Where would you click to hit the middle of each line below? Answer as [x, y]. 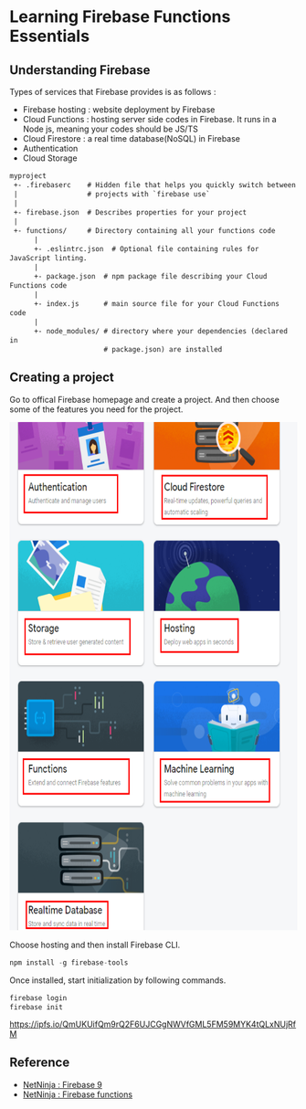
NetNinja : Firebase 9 [63, 1084]
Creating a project [62, 378]
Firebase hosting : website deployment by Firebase [119, 110]
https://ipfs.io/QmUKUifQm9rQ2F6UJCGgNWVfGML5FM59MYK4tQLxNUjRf [153, 1024]
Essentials [49, 36]
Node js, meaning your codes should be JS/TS [110, 129]
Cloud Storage [50, 158]
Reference [40, 1063]
